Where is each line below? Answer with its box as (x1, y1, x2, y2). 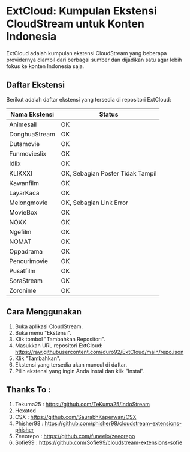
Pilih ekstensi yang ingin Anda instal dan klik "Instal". (14, 367, 145, 374)
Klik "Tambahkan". (14, 355, 61, 362)
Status (99, 110, 119, 118)
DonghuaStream (9, 130, 56, 138)
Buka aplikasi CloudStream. (14, 323, 83, 330)
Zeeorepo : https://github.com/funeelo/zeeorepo (14, 433, 135, 440)
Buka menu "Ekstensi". (14, 329, 71, 336)
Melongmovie (9, 198, 48, 207)
